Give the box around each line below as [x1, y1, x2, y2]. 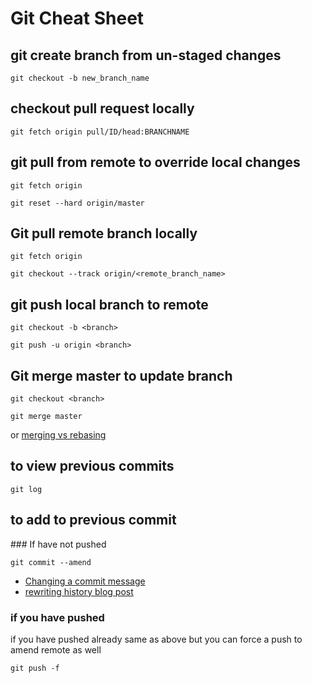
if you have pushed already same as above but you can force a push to [10, 633, 303, 645]
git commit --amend [10, 557, 92, 567]
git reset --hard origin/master [10, 198, 145, 208]
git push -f [10, 663, 60, 673]
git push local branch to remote [10, 296, 209, 313]
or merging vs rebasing [10, 429, 107, 441]
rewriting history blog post [24, 585, 134, 597]
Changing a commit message [24, 575, 146, 587]
